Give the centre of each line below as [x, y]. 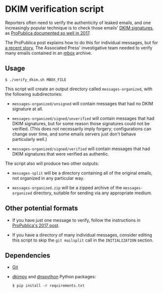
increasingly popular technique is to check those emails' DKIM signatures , [80, 27]
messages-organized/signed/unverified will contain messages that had [83, 118]
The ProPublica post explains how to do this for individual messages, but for [81, 42]
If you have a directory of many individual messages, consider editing [82, 235]
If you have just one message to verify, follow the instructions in [76, 220]
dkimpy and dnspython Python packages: [54, 277]
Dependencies [28, 255]
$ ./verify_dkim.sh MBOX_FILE [36, 80]
